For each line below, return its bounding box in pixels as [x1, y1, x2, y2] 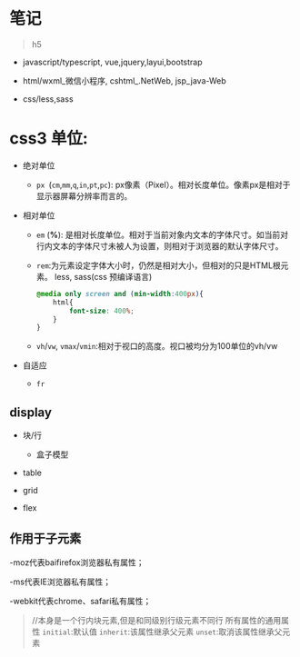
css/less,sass [22, 93, 75, 105]
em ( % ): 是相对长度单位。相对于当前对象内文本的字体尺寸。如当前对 [35, 229, 289, 240]
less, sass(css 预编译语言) [54, 271, 153, 282]
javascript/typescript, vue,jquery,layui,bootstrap [22, 56, 203, 67]
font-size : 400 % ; [68, 306, 135, 315]
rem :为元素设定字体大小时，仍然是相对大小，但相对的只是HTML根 [35, 260, 282, 271]
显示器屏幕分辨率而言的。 [35, 190, 133, 201]
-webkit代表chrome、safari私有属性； [9, 595, 152, 606]
